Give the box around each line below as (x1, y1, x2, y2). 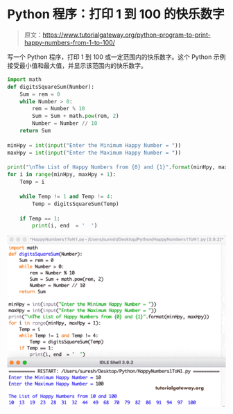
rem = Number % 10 (32, 105, 85, 112)
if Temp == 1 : (19, 215, 60, 222)
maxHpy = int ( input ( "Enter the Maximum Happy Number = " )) (7, 149, 182, 156)
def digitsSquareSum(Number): (7, 83, 95, 90)
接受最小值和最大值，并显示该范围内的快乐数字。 (7, 61, 147, 69)
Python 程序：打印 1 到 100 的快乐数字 (7, 6, 225, 22)
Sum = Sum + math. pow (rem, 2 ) (32, 112, 119, 120)
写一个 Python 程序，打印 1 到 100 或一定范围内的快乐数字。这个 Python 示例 (7, 53, 226, 61)
